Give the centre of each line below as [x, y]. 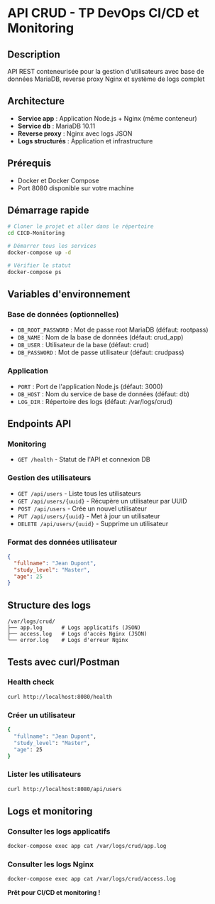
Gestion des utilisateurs [49, 478]
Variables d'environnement [69, 294]
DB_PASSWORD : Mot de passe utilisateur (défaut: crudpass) [101, 352]
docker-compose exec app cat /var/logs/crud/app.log [87, 846]
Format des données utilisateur [62, 542]
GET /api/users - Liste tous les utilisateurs [79, 493]
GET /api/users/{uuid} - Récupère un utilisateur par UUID [102, 501]
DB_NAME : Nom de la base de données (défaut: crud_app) [100, 337]
